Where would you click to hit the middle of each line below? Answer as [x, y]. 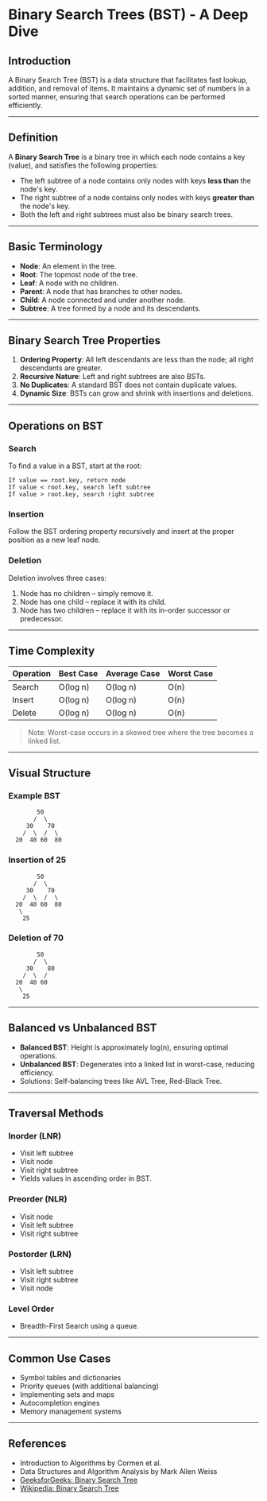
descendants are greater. [61, 368]
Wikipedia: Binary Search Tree [69, 1488]
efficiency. [37, 1072]
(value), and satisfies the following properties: [83, 165]
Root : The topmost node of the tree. [79, 274]
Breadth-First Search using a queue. [79, 1326]
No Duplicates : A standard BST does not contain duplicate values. [128, 385]
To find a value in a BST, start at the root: [75, 466]
